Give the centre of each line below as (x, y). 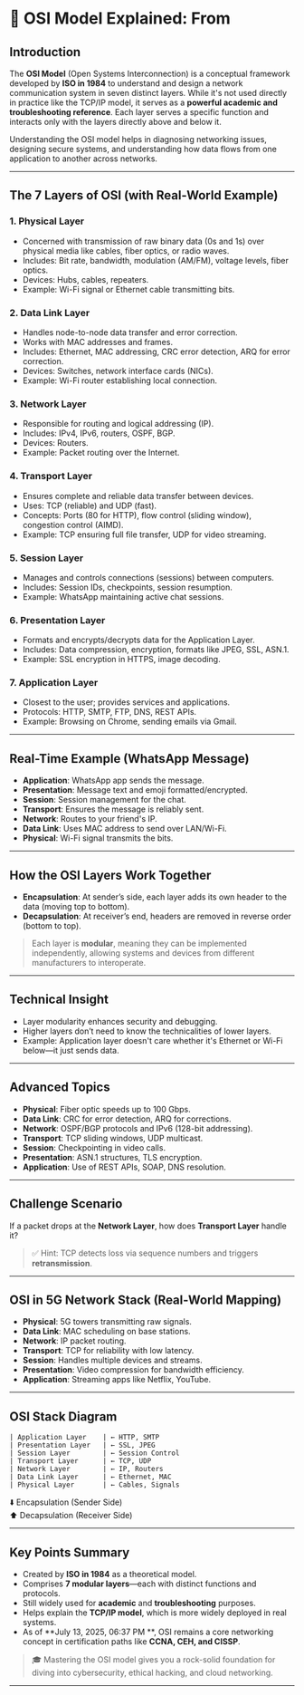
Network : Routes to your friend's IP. (90, 819)
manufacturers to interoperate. (89, 963)
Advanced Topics (60, 1088)
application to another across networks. (84, 159)
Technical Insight (59, 1000)
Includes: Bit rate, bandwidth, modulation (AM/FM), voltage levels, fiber (156, 260)
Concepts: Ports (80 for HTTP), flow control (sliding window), (137, 515)
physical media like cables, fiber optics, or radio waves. (126, 250)
